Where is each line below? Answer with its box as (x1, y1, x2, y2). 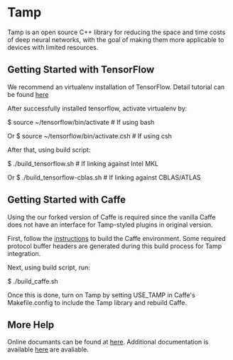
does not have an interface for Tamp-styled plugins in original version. (7, 220, 213, 229)
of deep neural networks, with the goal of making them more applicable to (7, 35, 224, 43)
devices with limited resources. (7, 43, 99, 51)
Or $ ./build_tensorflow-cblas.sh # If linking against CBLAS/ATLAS (7, 173, 201, 182)
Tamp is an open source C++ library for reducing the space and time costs (7, 28, 226, 36)
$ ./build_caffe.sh (7, 277, 58, 285)
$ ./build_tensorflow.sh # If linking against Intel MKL (7, 159, 158, 168)
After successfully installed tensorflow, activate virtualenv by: (7, 104, 188, 113)
